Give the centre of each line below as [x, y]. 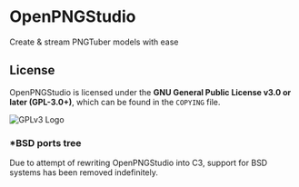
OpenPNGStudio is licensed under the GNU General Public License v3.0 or [150, 92]
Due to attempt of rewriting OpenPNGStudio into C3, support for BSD [139, 163]
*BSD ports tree [45, 143]
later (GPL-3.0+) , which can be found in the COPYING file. [115, 102]
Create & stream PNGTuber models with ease [94, 42]
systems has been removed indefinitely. [84, 172]
